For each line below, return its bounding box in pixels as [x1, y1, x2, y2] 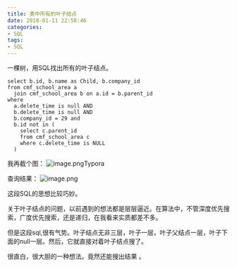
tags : [7, 37, 23, 44]
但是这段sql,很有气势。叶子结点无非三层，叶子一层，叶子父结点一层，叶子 [7, 228, 222, 237]
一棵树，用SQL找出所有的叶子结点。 [7, 64, 113, 72]
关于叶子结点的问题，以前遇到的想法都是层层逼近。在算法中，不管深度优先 [7, 205, 224, 212]
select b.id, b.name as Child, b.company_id [7, 78, 140, 85]
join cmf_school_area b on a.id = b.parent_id [13, 90, 153, 97]
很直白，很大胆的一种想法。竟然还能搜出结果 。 [7, 252, 145, 261]
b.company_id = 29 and [13, 115, 80, 122]
